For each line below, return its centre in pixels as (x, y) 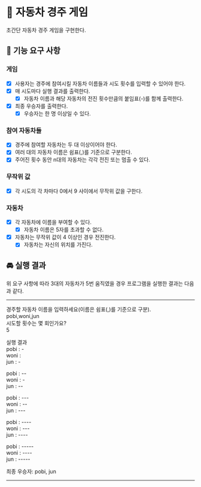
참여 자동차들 (24, 131)
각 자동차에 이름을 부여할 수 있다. (53, 222)
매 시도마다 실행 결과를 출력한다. (52, 91)
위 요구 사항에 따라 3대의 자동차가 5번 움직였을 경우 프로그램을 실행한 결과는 (95, 284)
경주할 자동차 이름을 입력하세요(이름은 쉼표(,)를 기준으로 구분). (79, 310)
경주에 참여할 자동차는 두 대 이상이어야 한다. (66, 145)
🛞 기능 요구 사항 (33, 51)
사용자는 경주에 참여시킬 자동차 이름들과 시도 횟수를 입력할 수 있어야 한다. (100, 83)
